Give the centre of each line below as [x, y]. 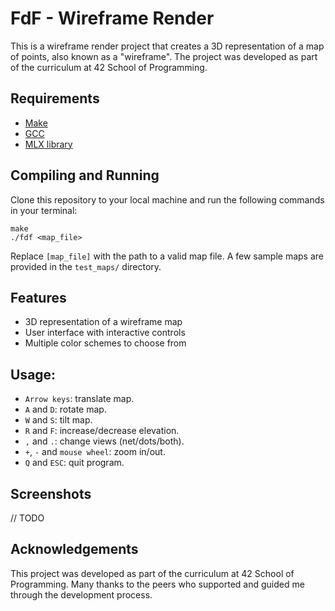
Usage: [33, 374]
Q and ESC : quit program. [74, 463]
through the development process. [81, 594]
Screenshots [51, 493]
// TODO [27, 518]
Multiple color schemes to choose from [105, 343]
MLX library [48, 144]
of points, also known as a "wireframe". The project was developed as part [164, 56]
